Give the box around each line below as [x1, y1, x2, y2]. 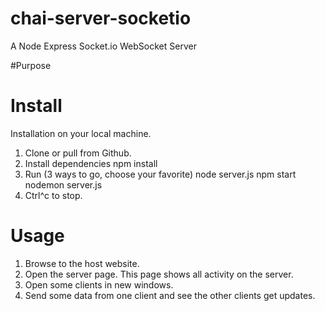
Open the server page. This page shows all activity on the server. [24, 268, 294, 280]
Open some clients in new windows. [24, 278, 174, 291]
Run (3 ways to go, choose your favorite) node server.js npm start [24, 168, 297, 180]
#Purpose [10, 59, 52, 71]
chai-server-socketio [10, 7, 192, 30]
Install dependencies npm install [24, 157, 158, 169]
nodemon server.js [24, 178, 103, 191]
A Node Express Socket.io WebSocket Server [10, 40, 197, 52]
